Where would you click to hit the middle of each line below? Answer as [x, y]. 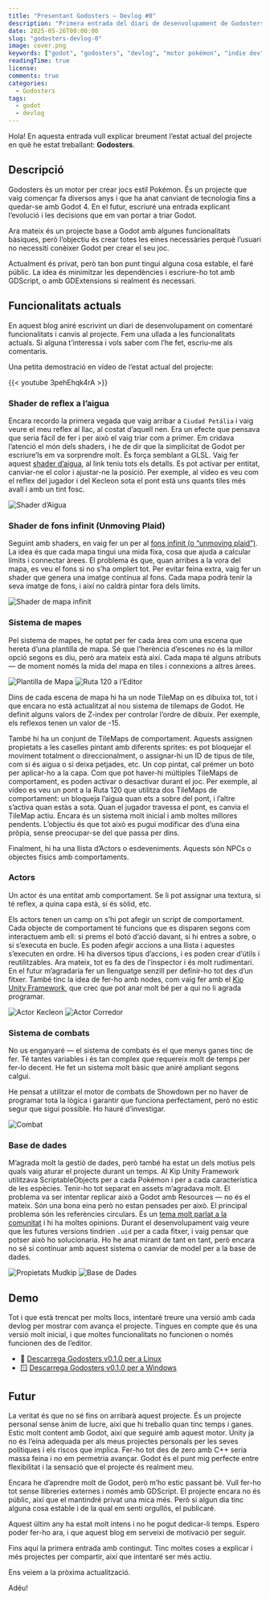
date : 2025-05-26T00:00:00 [53, 31]
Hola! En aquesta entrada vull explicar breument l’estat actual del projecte [130, 136]
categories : [28, 83]
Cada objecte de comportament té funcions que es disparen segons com [129, 928]
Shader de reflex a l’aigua [59, 403]
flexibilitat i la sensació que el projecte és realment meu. [101, 1467]
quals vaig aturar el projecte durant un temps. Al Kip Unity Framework [124, 1171]
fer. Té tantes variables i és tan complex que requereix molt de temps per [129, 1059]
